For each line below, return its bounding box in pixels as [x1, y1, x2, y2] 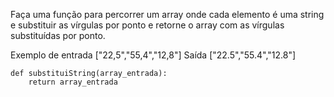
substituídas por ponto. [10, 30, 106, 41]
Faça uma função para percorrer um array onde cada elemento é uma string [10, 9, 325, 20]
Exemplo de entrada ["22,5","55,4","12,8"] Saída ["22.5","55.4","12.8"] [10, 49, 297, 61]
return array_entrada [28, 77, 118, 87]
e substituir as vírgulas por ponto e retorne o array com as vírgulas [10, 19, 285, 31]
